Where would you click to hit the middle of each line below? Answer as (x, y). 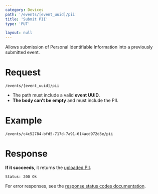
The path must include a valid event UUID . (56, 95)
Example (24, 121)
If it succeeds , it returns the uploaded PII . (48, 167)
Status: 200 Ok (21, 176)
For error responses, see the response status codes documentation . (75, 186)
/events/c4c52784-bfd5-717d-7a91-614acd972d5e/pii (59, 134)
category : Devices (24, 10)
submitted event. (23, 52)
